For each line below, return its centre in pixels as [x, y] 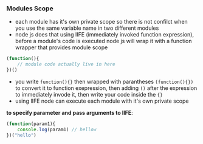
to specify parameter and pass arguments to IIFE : [70, 112]
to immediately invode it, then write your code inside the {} [89, 94]
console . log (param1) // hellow [57, 129]
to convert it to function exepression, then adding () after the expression [106, 88]
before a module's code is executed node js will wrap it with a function [103, 41]
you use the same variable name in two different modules [87, 28]
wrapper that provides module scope [61, 47]
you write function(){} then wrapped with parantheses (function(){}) [104, 81]
